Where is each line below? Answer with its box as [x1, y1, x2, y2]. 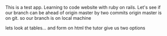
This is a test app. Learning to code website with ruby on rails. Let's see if [5, 5, 161, 10]
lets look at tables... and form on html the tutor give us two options [5, 25, 145, 31]
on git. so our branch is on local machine [5, 15, 91, 21]
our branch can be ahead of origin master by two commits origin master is [5, 10, 162, 16]
